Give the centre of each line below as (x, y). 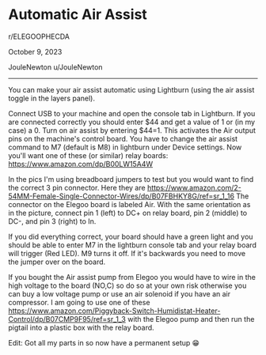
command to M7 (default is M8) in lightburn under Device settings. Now (125, 147)
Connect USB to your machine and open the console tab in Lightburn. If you (132, 113)
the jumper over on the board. (57, 262)
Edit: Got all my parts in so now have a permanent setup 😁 (104, 342)
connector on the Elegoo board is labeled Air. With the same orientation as (129, 204)
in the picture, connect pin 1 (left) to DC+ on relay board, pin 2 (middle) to (128, 213)
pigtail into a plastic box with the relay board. (81, 327)
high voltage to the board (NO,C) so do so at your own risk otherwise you (127, 285)
